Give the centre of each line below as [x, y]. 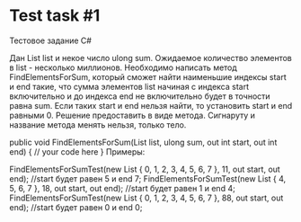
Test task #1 [55, 16]
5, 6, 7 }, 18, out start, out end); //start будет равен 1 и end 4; [122, 188]
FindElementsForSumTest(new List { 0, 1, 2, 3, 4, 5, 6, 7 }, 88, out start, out [146, 198]
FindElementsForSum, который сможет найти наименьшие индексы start [148, 76]
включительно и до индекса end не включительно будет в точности [140, 96]
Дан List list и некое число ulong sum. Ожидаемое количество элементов [150, 58]
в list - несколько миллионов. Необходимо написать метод [124, 67]
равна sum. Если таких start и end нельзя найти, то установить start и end [151, 105]
